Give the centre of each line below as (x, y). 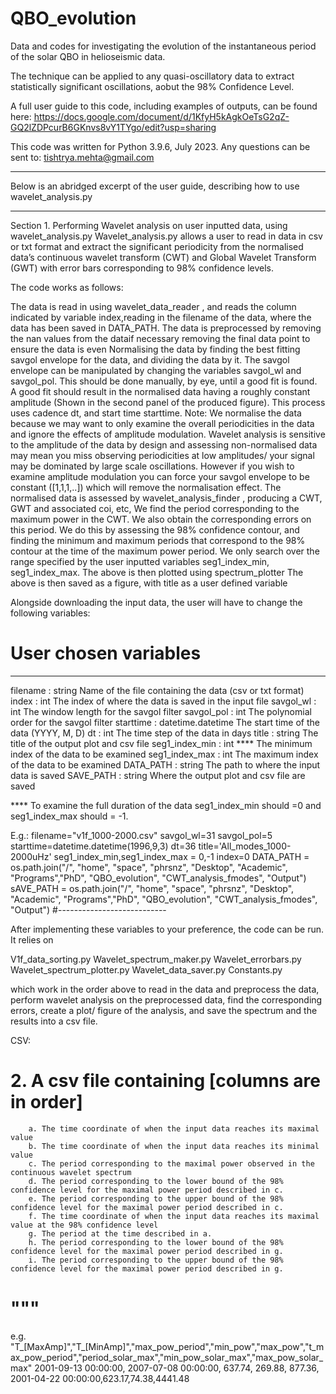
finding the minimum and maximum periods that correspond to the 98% (158, 540)
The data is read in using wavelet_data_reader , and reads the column (153, 306)
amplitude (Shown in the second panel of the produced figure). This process (168, 402)
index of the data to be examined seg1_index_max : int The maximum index (164, 754)
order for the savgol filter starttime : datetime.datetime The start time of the (165, 722)
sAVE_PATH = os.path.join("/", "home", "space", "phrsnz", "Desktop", (152, 888)
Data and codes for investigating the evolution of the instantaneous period (163, 46)
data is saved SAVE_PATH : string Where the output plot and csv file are (158, 775)
